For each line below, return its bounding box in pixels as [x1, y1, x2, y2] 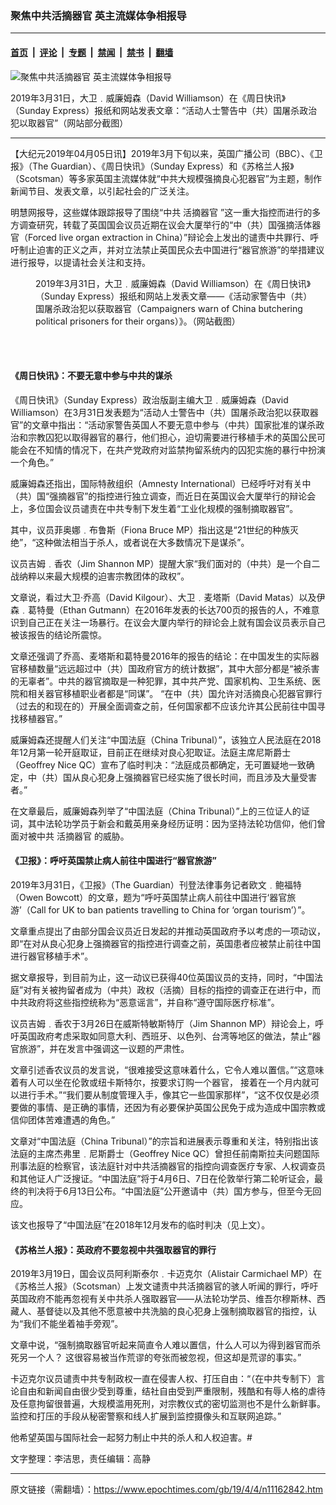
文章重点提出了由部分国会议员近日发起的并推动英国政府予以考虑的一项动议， [10, 925, 326, 937]
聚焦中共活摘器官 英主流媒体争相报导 [10, 8, 187, 22]
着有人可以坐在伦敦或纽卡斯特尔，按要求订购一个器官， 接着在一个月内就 [10, 1076, 311, 1088]
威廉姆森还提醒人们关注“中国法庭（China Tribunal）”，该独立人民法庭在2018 [10, 733, 322, 746]
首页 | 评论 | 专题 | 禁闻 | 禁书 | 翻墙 [10, 46, 174, 58]
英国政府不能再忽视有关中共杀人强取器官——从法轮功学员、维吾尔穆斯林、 [10, 1293, 317, 1305]
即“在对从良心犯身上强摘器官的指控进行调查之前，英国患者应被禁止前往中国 [10, 937, 322, 949]
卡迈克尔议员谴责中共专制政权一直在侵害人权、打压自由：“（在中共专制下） [10, 1373, 317, 1385]
